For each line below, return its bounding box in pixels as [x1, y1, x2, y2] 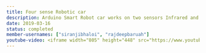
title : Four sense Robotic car [6, 9, 86, 15]
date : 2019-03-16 [6, 20, 51, 26]
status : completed [6, 26, 53, 32]
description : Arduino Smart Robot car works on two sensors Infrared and [6, 15, 199, 21]
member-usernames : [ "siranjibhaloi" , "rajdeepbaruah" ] [6, 32, 150, 38]
